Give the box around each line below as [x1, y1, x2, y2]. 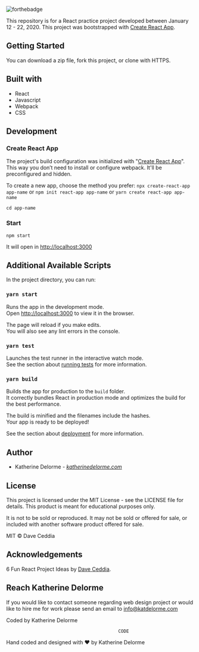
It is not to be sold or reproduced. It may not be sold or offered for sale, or [6, 514, 188, 521]
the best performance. [6, 400, 61, 408]
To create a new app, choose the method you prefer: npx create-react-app [6, 182, 191, 189]
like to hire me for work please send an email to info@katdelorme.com [6, 605, 178, 612]
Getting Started [6, 41, 65, 51]
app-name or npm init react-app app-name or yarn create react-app [6, 188, 172, 195]
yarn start [6, 291, 38, 298]
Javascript [14, 96, 41, 103]
